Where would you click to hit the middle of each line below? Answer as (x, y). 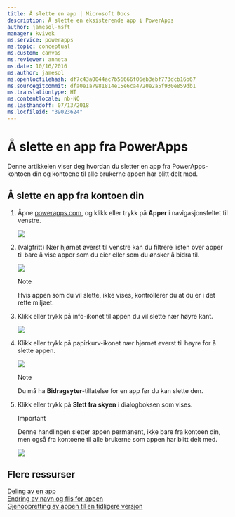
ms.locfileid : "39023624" (45, 112)
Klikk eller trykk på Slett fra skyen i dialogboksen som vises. (105, 404)
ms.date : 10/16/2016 (38, 66)
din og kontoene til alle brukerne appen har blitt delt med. (115, 174)
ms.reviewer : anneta (38, 60)
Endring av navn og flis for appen (55, 499)
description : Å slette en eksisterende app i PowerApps (90, 20)
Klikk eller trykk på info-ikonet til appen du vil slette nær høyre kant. (115, 316)
